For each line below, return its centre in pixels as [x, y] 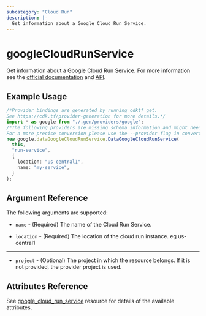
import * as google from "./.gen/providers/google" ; [75, 122]
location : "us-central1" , [51, 162]
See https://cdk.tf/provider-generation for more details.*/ [86, 116]
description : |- [27, 18]
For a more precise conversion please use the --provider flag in [93, 133]
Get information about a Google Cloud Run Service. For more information [98, 70]
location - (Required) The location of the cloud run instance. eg [96, 236]
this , [19, 145]
